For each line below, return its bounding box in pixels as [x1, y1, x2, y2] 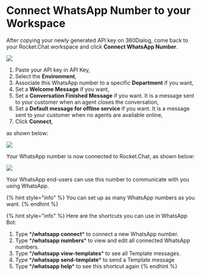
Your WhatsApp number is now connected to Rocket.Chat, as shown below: [6, 152, 195, 160]
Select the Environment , [15, 72, 77, 79]
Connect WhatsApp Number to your [6, 4, 191, 18]
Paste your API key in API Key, [15, 66, 91, 73]
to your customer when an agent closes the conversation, [15, 98, 159, 106]
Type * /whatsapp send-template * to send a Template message [15, 256, 175, 263]
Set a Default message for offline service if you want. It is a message [15, 104, 190, 112]
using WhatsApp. [6, 182, 50, 189]
